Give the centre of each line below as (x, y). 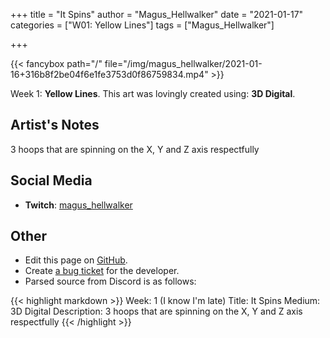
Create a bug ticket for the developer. (102, 271)
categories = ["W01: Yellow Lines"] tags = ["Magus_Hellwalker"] (142, 25)
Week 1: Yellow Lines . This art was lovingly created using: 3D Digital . (153, 93)
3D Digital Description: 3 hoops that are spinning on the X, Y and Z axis (156, 311)
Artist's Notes (55, 125)
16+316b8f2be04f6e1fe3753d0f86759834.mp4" (109, 74)
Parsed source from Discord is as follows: (110, 281)
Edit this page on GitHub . (76, 260)
